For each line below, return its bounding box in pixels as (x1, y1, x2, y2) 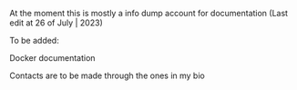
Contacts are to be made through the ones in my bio (9, 70, 205, 81)
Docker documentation (9, 53, 96, 63)
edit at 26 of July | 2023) (9, 17, 103, 28)
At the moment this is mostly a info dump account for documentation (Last (9, 8, 289, 18)
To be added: (9, 35, 59, 45)
